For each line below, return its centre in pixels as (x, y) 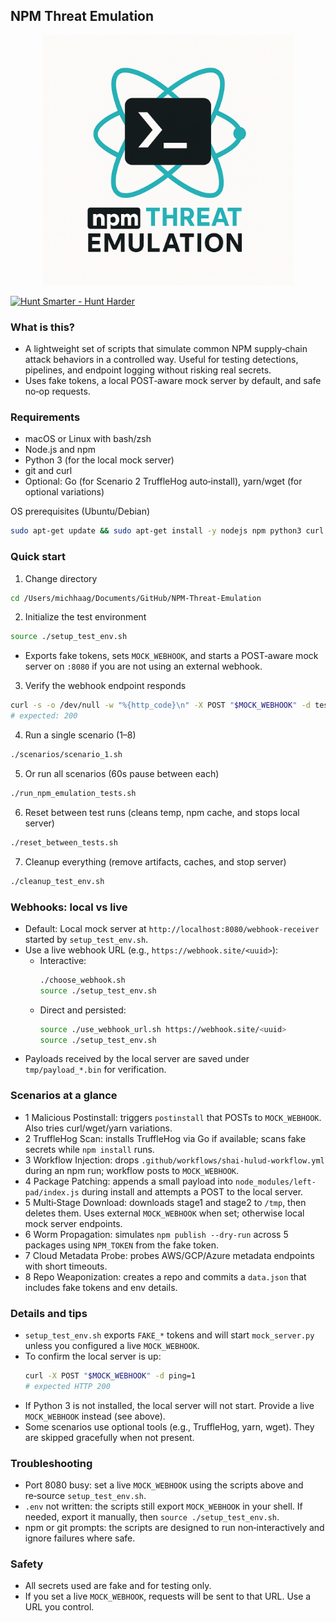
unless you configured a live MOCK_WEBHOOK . (112, 1345)
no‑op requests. (57, 391)
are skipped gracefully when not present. (109, 1437)
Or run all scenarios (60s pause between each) (122, 773)
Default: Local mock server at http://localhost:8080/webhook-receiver (172, 928)
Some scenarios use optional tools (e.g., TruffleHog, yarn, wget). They (169, 1426)
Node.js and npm (60, 450)
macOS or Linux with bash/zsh (88, 439)
